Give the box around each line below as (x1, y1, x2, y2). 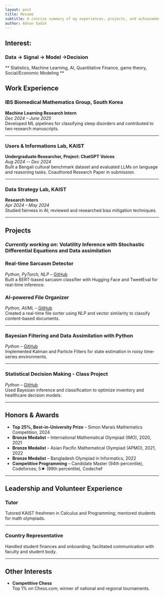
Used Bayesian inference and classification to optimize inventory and (5, 387, 144, 393)
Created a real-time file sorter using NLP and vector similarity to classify (5, 310, 150, 316)
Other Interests (5, 567, 52, 575)
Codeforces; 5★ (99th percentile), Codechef (12, 466, 103, 472)
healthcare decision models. (5, 392, 62, 398)
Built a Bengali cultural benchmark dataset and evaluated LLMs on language (5, 164, 158, 169)
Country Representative (5, 532, 63, 539)
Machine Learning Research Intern (5, 110, 77, 116)
